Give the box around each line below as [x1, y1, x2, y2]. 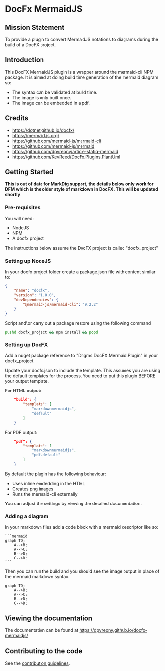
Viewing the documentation [5, 614, 93, 622]
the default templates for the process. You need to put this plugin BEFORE [5, 373, 156, 379]
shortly [5, 192, 21, 198]
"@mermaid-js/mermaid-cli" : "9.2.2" [23, 302, 98, 307]
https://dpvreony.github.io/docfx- [79, 627, 147, 633]
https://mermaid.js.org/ [12, 132, 60, 138]
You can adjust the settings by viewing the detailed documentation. [5, 501, 142, 506]
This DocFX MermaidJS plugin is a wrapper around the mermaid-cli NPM [5, 69, 154, 75]
